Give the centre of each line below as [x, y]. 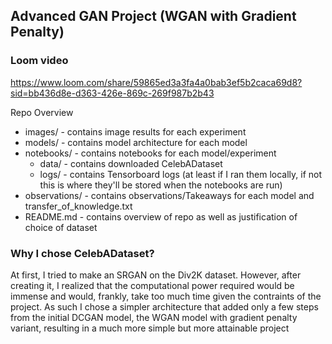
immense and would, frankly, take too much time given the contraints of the [166, 296]
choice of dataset [61, 227]
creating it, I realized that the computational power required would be [152, 285]
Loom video [39, 61]
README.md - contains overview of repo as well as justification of [161, 216]
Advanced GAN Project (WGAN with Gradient [153, 16]
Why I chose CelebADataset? [82, 253]
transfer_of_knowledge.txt [78, 206]
